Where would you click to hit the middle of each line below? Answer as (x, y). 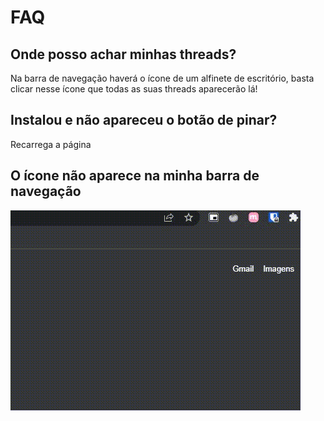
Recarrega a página (51, 144)
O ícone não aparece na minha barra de (135, 176)
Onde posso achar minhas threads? (123, 54)
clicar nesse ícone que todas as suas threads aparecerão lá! (134, 89)
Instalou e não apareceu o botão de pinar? (144, 120)
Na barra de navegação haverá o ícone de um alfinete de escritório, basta (162, 78)
